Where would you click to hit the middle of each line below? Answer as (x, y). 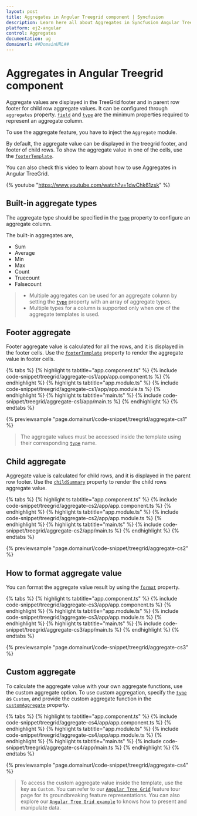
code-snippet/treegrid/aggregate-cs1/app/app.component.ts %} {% (88, 377)
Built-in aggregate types (52, 203)
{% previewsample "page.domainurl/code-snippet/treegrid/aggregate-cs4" (97, 765)
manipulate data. (41, 807)
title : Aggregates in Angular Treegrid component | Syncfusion (85, 17)
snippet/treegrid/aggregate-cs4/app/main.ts (60, 747)
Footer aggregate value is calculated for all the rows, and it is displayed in (95, 346)
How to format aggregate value (64, 573)
